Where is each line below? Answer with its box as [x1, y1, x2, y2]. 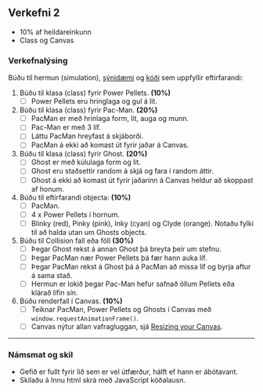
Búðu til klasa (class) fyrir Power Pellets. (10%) [19, 88, 171, 97]
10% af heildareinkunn [19, 27, 92, 36]
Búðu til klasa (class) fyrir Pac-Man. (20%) [19, 105, 158, 115]
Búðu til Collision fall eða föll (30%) [19, 236, 135, 245]
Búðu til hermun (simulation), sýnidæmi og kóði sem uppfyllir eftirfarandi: [8, 73, 243, 82]
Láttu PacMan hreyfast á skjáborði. [31, 131, 143, 141]
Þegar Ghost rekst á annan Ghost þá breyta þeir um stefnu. [31, 244, 222, 254]
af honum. [31, 184, 65, 193]
